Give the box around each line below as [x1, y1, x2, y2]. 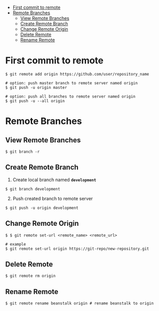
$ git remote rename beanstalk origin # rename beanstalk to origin [5, 301, 154, 306]
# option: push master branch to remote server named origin [5, 80, 138, 86]
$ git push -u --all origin [5, 98, 65, 104]
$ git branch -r [5, 149, 40, 154]
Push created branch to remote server [12, 195, 93, 201]
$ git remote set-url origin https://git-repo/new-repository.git [5, 246, 149, 251]
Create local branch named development [12, 176, 96, 183]
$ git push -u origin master [5, 85, 67, 90]
